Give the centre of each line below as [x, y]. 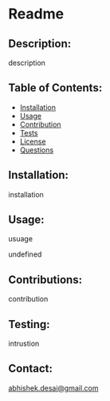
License [33, 141]
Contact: [31, 369]
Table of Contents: [55, 88]
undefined [25, 254]
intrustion [24, 344]
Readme [36, 14]
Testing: [29, 324]
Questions [37, 150]
